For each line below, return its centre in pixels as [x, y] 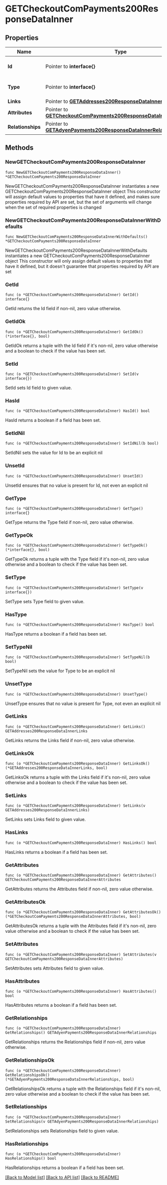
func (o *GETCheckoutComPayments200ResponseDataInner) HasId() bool [78, 411]
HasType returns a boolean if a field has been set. [56, 634]
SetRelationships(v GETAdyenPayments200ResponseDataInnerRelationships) [82, 1122]
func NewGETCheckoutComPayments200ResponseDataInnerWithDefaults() [77, 237]
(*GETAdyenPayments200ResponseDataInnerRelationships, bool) [70, 1079]
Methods [19, 148]
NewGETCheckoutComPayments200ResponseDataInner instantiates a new [82, 186]
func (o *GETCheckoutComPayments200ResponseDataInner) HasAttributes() [81, 991]
